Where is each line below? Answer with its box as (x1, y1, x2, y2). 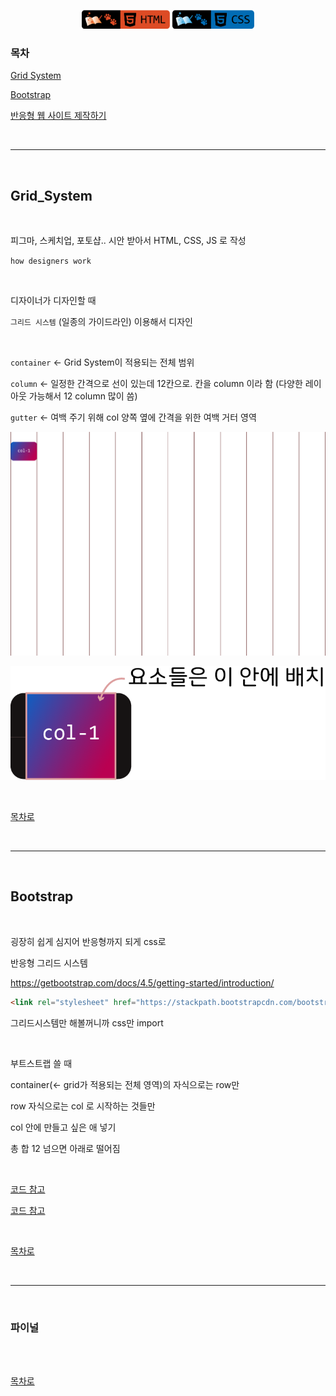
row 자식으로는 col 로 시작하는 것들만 (10, 1100, 156, 1112)
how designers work (10, 256, 92, 267)
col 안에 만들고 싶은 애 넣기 (10, 1121, 117, 1133)
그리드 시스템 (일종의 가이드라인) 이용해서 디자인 (10, 316, 193, 328)
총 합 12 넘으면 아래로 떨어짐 (10, 1142, 121, 1154)
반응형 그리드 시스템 (10, 956, 88, 969)
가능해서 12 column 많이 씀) (28, 390, 138, 402)
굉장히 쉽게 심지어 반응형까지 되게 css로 (10, 935, 167, 947)
